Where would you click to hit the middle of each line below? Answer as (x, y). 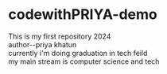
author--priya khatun (43, 44)
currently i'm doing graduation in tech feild (78, 53)
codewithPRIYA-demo (83, 15)
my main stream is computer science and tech (84, 61)
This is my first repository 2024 (60, 36)
